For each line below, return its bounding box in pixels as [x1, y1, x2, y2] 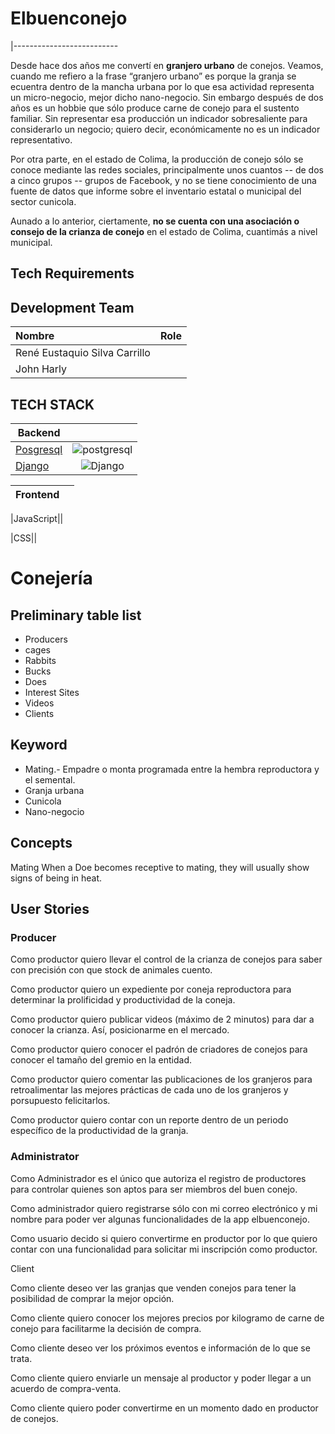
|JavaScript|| [10, 512, 64, 524]
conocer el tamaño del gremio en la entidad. [10, 1054, 192, 1066]
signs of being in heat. [10, 872, 103, 884]
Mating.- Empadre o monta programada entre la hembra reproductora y [24, 763, 320, 775]
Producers [24, 633, 68, 645]
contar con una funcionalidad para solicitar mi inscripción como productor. [10, 1243, 318, 1255]
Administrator [10, 1150, 80, 1164]
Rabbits [24, 654, 57, 666]
